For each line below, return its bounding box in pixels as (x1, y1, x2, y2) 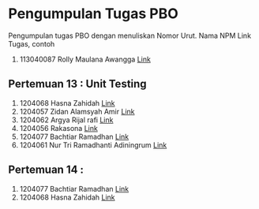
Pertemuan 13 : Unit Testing (8, 77, 148, 91)
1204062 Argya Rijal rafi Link (19, 115, 114, 125)
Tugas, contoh (8, 39, 55, 48)
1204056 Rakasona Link (19, 123, 99, 132)
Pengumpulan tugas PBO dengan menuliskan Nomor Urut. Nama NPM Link (8, 31, 251, 40)
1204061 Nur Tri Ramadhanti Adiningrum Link (19, 140, 167, 150)
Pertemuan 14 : (8, 163, 84, 177)
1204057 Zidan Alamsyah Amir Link (19, 106, 135, 116)
